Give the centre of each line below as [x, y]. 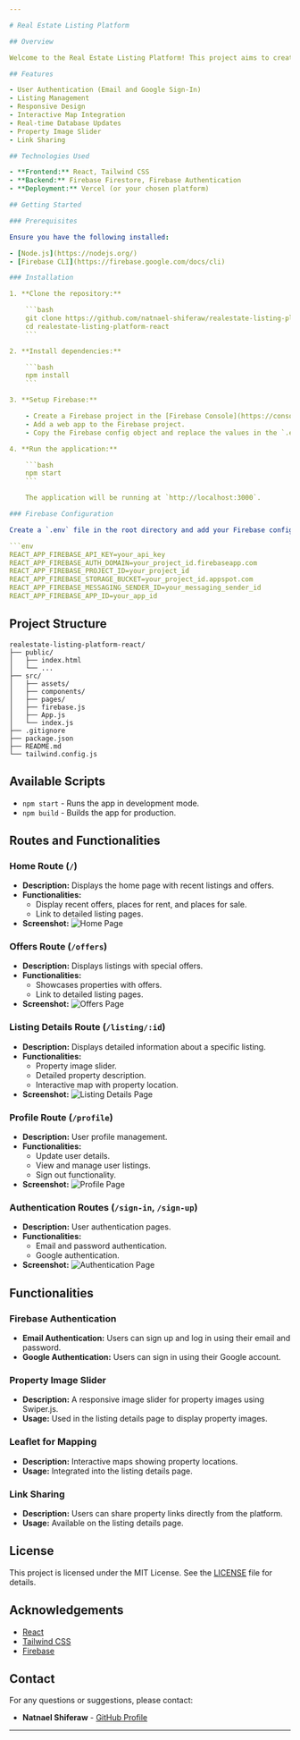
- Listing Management [50, 98]
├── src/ [25, 676]
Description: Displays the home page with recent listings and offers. [148, 885]
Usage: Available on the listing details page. [103, 1523]
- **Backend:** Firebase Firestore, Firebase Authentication [125, 181]
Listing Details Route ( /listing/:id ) [87, 1027]
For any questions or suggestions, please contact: [101, 1701]
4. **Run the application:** [63, 449]
